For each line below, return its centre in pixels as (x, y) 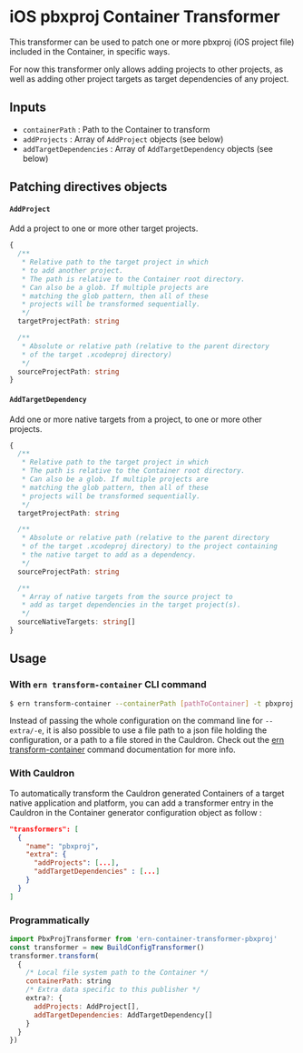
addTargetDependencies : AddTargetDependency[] (123, 1015)
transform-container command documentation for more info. (122, 750)
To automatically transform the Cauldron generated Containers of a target (147, 793)
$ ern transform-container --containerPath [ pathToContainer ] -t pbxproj (152, 703)
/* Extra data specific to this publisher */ (113, 990)
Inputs (28, 108)
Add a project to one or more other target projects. (104, 228)
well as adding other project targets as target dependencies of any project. (149, 78)
